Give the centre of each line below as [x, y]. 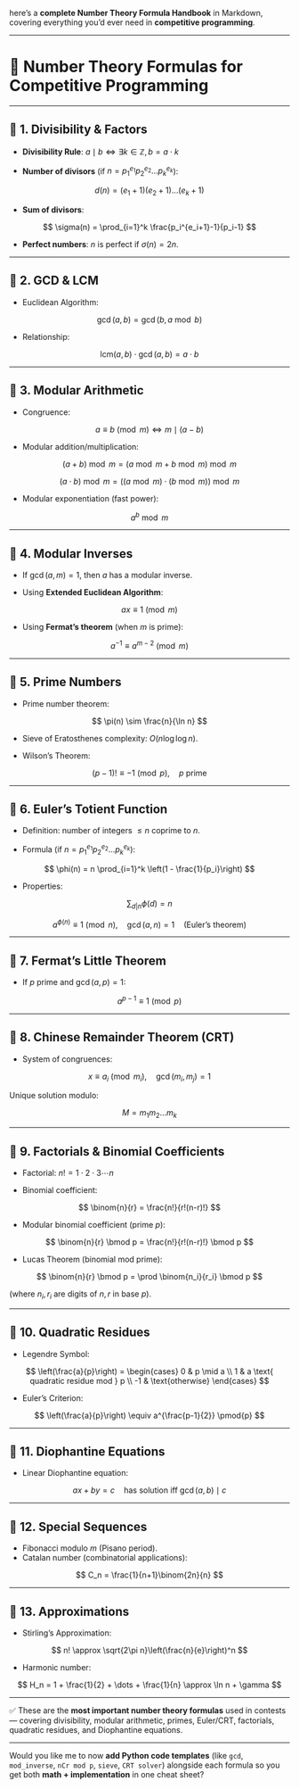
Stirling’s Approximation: [67, 1633]
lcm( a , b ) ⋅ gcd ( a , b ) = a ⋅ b [149, 354]
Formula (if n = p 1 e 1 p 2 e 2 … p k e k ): [79, 849]
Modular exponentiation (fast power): [90, 498]
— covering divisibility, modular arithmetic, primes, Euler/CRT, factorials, [142, 1720]
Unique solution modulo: [54, 1096]
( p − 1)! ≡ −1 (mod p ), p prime [149, 773]
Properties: [42, 886]
